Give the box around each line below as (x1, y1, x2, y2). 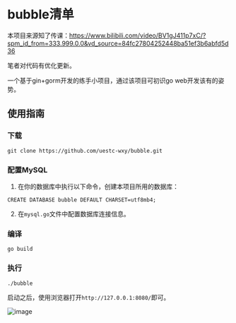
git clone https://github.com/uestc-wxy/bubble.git (7, 147, 163, 154)
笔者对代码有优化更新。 (7, 61, 76, 69)
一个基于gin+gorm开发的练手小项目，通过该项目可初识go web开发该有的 (7, 76, 219, 85)
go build (7, 245, 33, 253)
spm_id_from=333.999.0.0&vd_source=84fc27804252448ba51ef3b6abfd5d (7, 39, 229, 47)
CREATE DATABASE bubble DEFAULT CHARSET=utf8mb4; (7, 196, 157, 204)
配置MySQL (7, 165, 48, 175)
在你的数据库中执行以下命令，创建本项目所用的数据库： (17, 182, 179, 191)
